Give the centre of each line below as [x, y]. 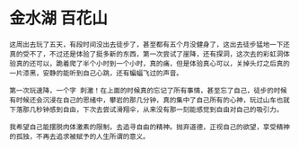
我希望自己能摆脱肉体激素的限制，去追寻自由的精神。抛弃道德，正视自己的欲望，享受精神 [149, 127]
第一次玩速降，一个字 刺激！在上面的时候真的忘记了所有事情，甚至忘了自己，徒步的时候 [148, 91]
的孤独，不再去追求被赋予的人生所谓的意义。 [79, 136]
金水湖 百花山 [58, 18]
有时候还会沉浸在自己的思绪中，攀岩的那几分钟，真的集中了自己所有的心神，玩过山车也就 [149, 100]
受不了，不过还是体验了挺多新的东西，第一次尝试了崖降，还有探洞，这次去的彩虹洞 [153, 54]
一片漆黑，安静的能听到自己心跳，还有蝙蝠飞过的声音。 [97, 73]
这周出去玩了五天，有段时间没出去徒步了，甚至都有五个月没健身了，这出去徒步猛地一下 [146, 44]
